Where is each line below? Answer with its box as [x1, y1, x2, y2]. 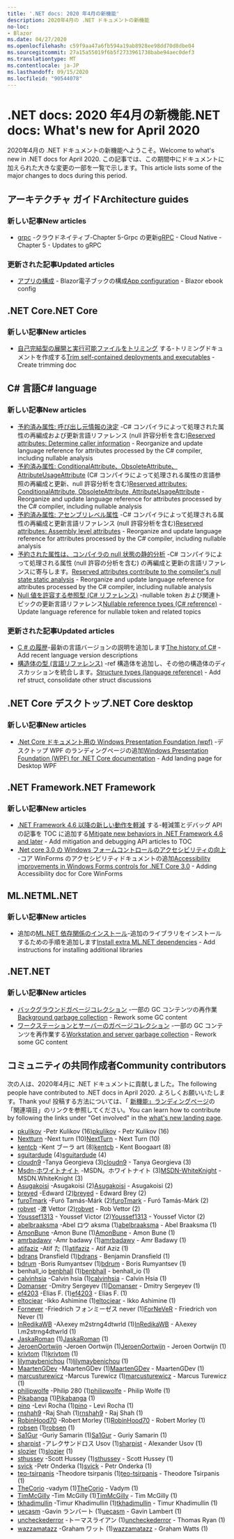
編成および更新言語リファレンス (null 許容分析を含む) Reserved [36, 431, 216, 439]
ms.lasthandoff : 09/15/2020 [7, 68, 89, 75]
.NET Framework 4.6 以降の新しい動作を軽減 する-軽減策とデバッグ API [17, 821, 223, 829]
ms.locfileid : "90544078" [7, 75, 82, 82]
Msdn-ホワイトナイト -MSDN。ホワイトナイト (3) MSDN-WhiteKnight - [17, 1166, 221, 1174]
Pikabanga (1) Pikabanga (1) [17, 1393, 95, 1402]
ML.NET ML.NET [7, 889, 79, 902]
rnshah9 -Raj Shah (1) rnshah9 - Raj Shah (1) [17, 1408, 143, 1417]
